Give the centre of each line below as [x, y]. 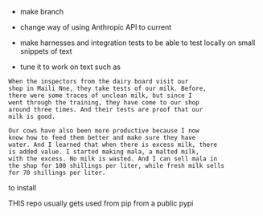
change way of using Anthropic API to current [96, 27]
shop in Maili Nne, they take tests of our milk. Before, [107, 88]
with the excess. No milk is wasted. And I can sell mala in [113, 159]
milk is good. [32, 116]
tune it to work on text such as [70, 67]
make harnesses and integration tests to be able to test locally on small [138, 43]
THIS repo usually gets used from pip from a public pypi [101, 203]
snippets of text [46, 51]
